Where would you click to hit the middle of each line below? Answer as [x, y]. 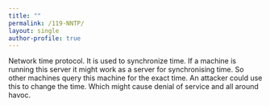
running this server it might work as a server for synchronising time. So [126, 70]
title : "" [25, 16]
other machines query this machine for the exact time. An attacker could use [135, 78]
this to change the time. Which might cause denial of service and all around [134, 87]
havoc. [19, 95]
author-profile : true [45, 38]
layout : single [34, 31]
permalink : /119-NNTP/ [46, 23]
